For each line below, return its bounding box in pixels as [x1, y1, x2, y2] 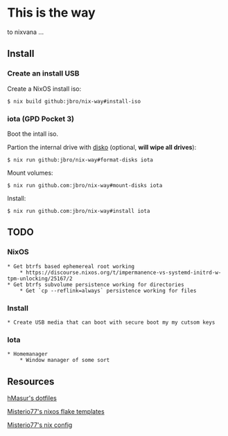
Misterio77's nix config [7, 421, 73, 429]
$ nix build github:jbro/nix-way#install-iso [7, 98, 141, 105]
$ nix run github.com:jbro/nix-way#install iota [7, 207, 150, 214]
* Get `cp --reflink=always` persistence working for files [19, 287, 197, 294]
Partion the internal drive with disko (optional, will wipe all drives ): [7, 143, 197, 151]
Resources [7, 376, 55, 387]
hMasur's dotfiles [7, 394, 57, 403]
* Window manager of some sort [19, 357, 110, 364]
